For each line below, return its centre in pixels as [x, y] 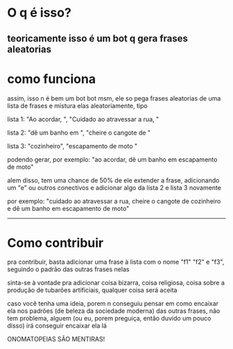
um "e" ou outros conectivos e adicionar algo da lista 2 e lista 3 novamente [114, 187]
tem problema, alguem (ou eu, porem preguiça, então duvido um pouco [109, 318]
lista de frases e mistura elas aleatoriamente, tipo [77, 105]
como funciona [51, 79]
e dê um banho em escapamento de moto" [68, 208]
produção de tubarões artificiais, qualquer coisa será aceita [92, 290]
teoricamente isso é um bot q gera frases [98, 39]
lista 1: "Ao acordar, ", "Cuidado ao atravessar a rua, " [83, 119]
